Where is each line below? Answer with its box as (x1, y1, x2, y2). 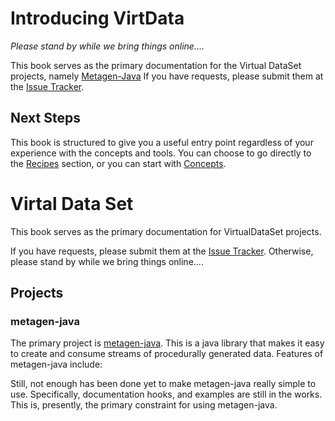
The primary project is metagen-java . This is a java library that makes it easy (10, 337, 325, 349)
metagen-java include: (10, 358, 103, 371)
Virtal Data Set (10, 192, 134, 215)
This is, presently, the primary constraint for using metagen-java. (10, 399, 278, 411)
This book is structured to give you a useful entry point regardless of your (10, 136, 314, 148)
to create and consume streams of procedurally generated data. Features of (10, 348, 324, 360)
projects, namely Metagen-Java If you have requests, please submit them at (10, 70, 324, 82)
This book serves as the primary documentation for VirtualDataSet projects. (10, 225, 322, 237)
